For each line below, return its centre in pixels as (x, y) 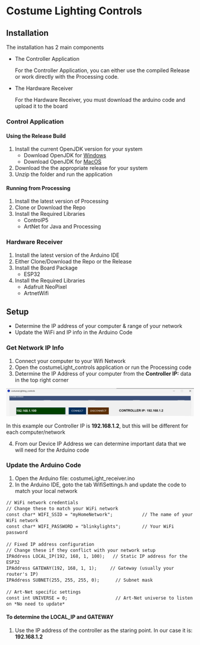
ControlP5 (36, 220)
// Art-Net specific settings (44, 592)
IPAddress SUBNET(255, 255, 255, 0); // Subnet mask (79, 580)
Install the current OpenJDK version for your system (79, 149)
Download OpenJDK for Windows (65, 156)
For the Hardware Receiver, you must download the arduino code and (100, 100)
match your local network (46, 491)
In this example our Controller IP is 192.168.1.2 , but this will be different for (97, 426)
